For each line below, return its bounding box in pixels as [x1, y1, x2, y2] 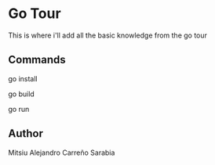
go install [8, 74, 38, 83]
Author [8, 127, 43, 141]
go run [8, 104, 30, 113]
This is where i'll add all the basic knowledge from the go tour [8, 30, 208, 40]
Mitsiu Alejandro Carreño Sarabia [8, 148, 115, 157]
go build [8, 89, 35, 99]
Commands [8, 53, 67, 66]
